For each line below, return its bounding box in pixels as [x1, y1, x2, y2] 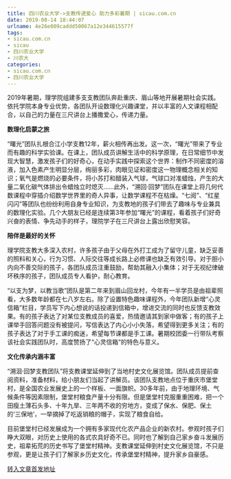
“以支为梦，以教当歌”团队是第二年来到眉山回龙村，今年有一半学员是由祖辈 [7, 286, 218, 295]
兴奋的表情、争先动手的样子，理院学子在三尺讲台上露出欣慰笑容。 [7, 217, 194, 225]
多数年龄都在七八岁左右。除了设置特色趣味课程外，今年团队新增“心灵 [25, 295, 221, 303]
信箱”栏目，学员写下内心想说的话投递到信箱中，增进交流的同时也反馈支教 [7, 303, 215, 312]
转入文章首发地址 [7, 465, 56, 474]
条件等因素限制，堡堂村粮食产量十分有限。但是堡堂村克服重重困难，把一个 [12, 393, 224, 401]
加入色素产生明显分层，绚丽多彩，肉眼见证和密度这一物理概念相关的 [19, 165, 212, 174]
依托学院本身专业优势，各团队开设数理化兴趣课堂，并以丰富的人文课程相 [7, 102, 212, 110]
